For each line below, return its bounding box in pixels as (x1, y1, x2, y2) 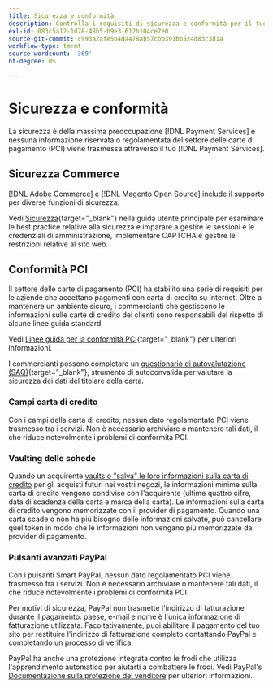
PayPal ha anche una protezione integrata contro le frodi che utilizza (8, 654, 237, 664)
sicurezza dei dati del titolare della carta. (8, 376, 145, 386)
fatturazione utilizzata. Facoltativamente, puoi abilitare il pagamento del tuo (8, 621, 260, 630)
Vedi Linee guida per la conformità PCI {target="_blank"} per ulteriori (8, 334, 237, 344)
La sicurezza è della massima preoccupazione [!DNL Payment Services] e (8, 126, 256, 136)
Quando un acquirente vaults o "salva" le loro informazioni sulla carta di (8, 471, 249, 481)
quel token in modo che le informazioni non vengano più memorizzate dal (8, 523, 254, 533)
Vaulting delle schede (8, 452, 96, 464)
